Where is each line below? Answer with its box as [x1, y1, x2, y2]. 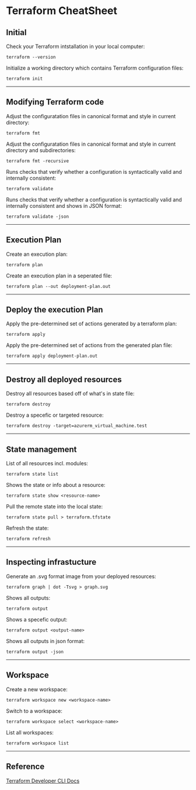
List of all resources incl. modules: [6, 460, 89, 467]
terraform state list [6, 471, 59, 478]
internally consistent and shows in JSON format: [6, 202, 123, 209]
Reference [6, 762, 45, 772]
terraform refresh [6, 536, 51, 542]
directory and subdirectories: [6, 146, 76, 153]
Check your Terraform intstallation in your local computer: [6, 43, 145, 50]
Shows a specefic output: [6, 616, 68, 623]
